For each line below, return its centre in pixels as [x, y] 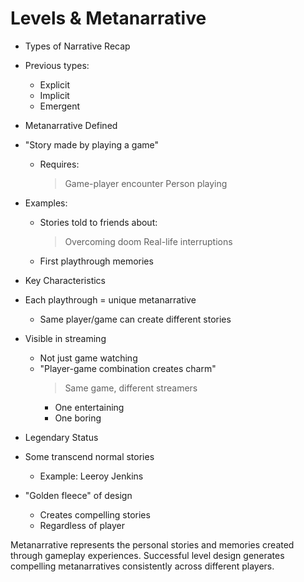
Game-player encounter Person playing [146, 183]
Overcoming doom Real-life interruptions [148, 241]
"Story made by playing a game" [91, 144]
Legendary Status [61, 437]
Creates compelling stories [95, 514]
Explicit [54, 84]
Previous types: [57, 65]
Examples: [46, 203]
